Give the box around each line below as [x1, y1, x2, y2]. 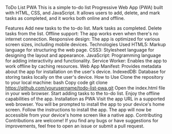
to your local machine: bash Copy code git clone [5, 79, 108, 85]
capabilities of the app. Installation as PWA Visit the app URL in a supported [5, 96, 165, 102]
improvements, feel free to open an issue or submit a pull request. [5, 123, 145, 129]
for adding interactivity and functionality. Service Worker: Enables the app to [5, 58, 167, 63]
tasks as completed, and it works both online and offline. [5, 15, 125, 21]
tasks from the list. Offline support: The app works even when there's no [5, 31, 159, 36]
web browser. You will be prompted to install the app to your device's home [5, 101, 165, 107]
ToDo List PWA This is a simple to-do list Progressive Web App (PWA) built [5, 5, 163, 10]
